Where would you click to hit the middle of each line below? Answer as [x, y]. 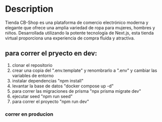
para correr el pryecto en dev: [51, 53]
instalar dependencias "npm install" [48, 81]
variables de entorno [33, 75]
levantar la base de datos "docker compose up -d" [63, 86]
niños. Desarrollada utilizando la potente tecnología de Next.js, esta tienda [80, 33]
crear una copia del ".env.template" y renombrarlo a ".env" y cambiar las [84, 70]
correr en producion [29, 114]
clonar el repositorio [32, 65]
